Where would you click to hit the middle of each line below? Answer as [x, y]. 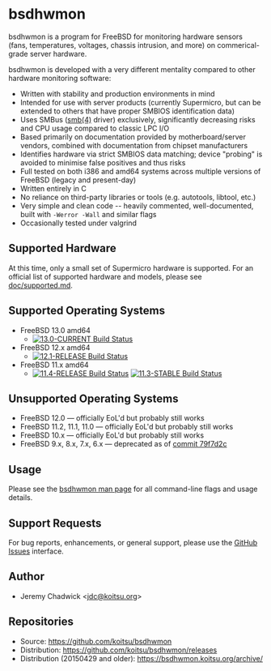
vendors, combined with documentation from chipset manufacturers [134, 145]
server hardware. [58, 53]
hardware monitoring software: [60, 78]
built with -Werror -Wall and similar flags [88, 214]
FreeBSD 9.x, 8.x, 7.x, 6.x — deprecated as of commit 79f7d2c [123, 444]
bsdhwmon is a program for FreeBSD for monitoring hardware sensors [125, 36]
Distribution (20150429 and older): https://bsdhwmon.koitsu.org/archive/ [142, 658]
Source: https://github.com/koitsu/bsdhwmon [96, 641]
